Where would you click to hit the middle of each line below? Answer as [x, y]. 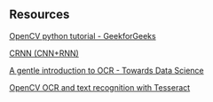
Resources [39, 15]
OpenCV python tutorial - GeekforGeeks [83, 35]
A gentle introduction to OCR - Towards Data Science [106, 70]
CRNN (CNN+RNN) [44, 53]
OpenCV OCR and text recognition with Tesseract [100, 87]
